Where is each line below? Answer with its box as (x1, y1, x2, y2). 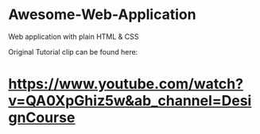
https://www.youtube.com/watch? (8, 75, 244, 93)
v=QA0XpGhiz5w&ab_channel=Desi (8, 92, 252, 110)
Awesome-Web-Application (8, 6, 196, 24)
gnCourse (8, 109, 76, 127)
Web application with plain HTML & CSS (8, 32, 139, 41)
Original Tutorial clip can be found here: (8, 47, 138, 56)
